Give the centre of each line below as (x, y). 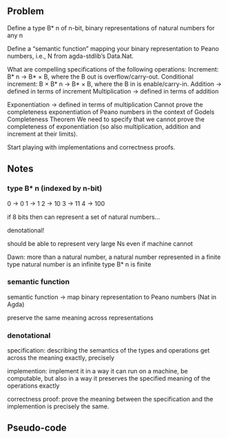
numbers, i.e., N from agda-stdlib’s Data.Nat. (71, 56)
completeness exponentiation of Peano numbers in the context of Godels (111, 112)
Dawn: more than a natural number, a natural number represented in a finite (114, 257)
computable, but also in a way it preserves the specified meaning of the (109, 379)
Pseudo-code (37, 428)
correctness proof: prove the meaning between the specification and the (110, 399)
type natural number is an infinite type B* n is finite (79, 264)
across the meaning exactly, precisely (61, 358)
